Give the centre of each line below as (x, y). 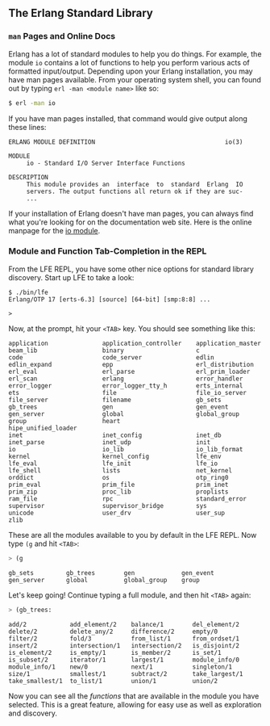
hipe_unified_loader (43, 428)
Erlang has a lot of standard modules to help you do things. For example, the (135, 54)
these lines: (27, 127)
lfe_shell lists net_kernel (120, 470)
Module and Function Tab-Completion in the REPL (108, 251)
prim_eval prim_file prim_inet (118, 485)
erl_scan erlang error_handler (126, 379)
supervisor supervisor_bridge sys (108, 506)
